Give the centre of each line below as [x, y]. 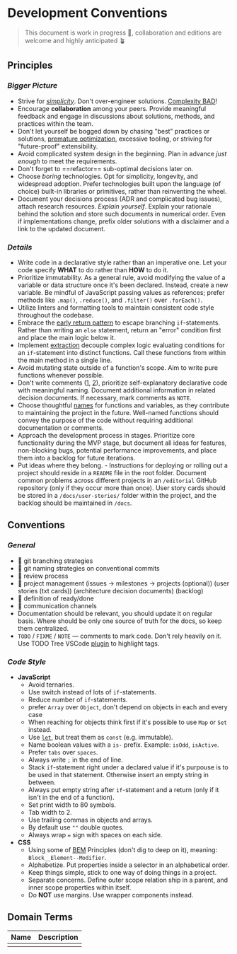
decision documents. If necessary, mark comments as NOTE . [105, 397]
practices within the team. [56, 123]
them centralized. [43, 628]
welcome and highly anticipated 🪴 [75, 40]
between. [42, 782]
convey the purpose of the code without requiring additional [105, 420]
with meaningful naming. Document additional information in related [116, 390]
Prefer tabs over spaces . [63, 752]
